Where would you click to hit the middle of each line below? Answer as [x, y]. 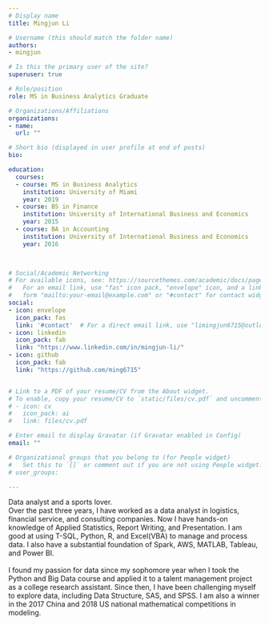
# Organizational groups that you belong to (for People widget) [119, 458]
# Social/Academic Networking [59, 273]
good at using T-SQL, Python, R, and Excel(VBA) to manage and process [128, 536]
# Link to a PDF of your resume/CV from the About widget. [109, 391]
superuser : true [35, 75]
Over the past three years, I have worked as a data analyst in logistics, [124, 510]
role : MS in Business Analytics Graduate [78, 96]
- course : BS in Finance [57, 207]
